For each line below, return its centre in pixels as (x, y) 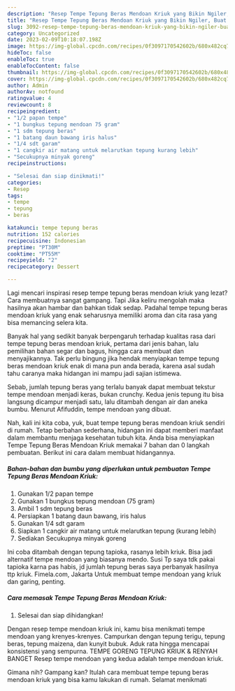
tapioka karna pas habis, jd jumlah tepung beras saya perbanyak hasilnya (113, 566)
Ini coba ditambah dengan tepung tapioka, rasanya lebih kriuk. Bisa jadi (110, 552)
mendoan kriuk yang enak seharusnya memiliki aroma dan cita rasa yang (112, 315)
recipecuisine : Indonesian (47, 241)
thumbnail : (23, 72)
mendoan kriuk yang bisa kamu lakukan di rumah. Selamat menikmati (107, 679)
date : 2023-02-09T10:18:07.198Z (54, 40)
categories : (24, 183)
